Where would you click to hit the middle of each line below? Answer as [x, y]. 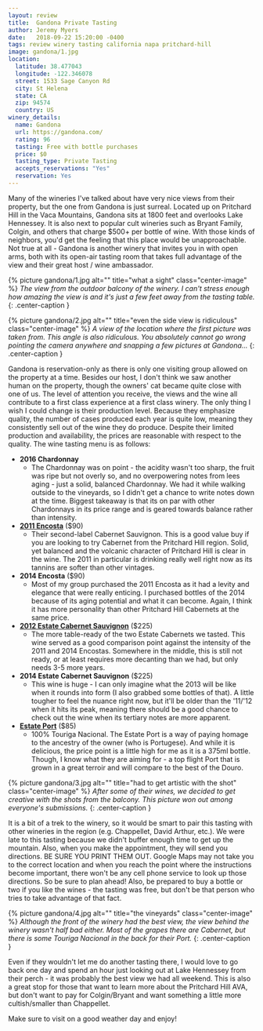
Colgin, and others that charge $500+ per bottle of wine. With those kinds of [132, 231]
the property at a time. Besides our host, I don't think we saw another [120, 377]
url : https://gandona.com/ [59, 132]
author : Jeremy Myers [43, 30]
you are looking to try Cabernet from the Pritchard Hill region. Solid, [140, 542]
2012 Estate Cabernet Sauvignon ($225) [86, 625]
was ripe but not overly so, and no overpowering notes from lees [135, 475]
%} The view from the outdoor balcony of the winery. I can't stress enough [129, 288]
